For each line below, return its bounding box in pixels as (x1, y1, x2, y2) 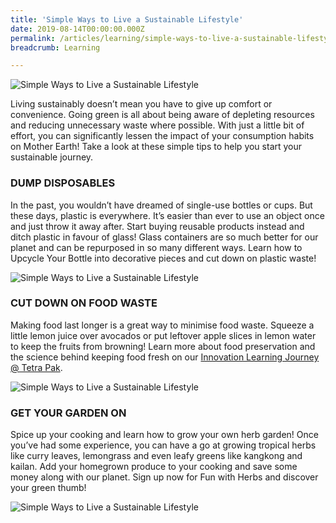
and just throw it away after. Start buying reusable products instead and (10, 220, 305, 232)
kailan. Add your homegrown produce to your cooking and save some (10, 461, 298, 473)
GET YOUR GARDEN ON (10, 406, 127, 420)
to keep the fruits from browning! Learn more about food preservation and (10, 340, 316, 352)
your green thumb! (10, 482, 87, 494)
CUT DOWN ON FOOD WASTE (10, 296, 158, 310)
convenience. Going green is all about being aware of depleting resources (10, 109, 315, 121)
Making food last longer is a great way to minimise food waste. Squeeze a (10, 319, 315, 331)
